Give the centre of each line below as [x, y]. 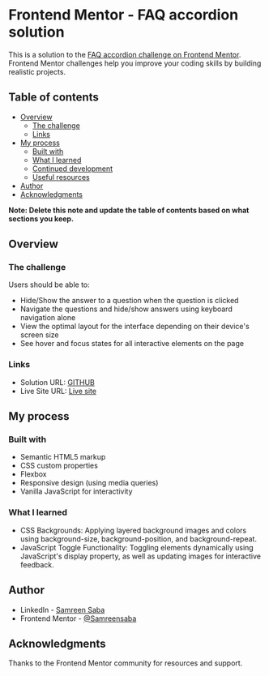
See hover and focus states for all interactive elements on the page [132, 344]
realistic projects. [37, 71]
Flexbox [33, 474]
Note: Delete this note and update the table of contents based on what [129, 210]
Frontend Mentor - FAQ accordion [124, 15]
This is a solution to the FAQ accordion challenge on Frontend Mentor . [125, 54]
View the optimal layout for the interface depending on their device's [134, 327]
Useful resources [61, 177]
